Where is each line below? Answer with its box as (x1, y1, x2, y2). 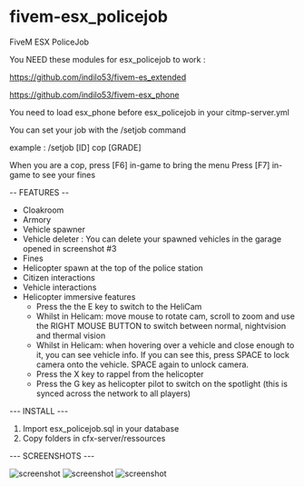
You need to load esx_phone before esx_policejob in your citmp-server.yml (9, 106, 290, 117)
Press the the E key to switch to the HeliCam (35, 301, 202, 312)
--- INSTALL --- (9, 405, 69, 416)
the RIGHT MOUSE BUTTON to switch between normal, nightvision (35, 320, 287, 331)
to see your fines (32, 169, 96, 180)
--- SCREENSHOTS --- (9, 450, 95, 461)
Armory (22, 214, 52, 224)
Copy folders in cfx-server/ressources (22, 432, 166, 443)
